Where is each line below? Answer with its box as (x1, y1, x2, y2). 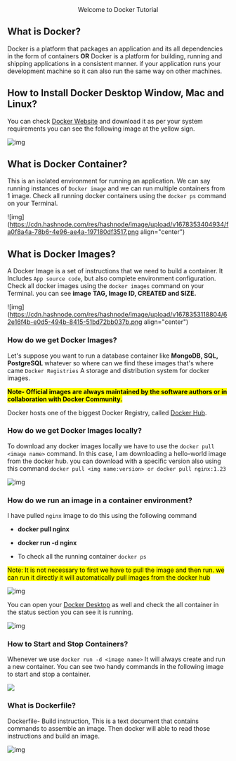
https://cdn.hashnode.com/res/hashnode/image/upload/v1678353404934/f (9, 220, 229, 229)
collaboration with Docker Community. (7, 395, 123, 403)
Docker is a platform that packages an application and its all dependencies (7, 44, 223, 53)
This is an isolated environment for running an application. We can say (7, 177, 211, 186)
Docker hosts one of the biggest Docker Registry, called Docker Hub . (7, 408, 207, 417)
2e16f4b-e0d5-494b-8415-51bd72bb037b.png (7, 318, 143, 326)
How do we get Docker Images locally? (7, 426, 143, 436)
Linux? (7, 98, 37, 110)
